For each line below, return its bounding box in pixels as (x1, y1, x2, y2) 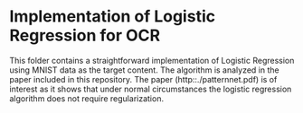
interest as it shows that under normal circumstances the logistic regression (9, 83, 292, 94)
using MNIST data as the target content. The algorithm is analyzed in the (9, 65, 279, 75)
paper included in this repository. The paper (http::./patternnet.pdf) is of (9, 74, 278, 84)
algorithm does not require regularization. (9, 92, 165, 104)
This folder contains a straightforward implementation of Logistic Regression (9, 55, 295, 65)
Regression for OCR (9, 25, 161, 46)
